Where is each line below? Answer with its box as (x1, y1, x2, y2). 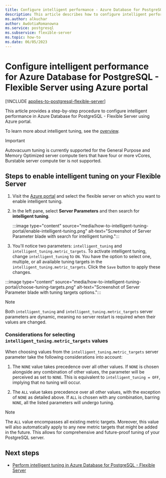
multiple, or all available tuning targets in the (12, 259, 103, 265)
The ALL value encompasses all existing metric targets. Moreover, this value (5, 419, 159, 425)
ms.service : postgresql (5, 26, 54, 31)
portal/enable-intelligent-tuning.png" (12, 228, 87, 234)
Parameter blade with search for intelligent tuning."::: (12, 233, 120, 239)
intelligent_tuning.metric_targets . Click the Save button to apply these (12, 264, 161, 270)
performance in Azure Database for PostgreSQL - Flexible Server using (5, 113, 150, 119)
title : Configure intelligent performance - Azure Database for (5, 7, 140, 12)
